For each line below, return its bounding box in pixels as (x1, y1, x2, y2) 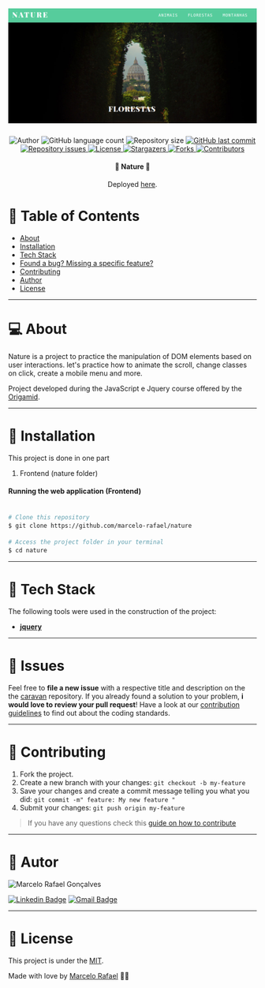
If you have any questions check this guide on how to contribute (27, 818, 237, 828)
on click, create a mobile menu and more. (8, 368, 144, 378)
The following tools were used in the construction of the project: (8, 607, 217, 616)
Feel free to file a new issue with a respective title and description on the (8, 683, 246, 693)
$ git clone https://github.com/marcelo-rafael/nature (8, 522, 192, 530)
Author (19, 275, 43, 284)
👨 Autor (8, 853, 59, 871)
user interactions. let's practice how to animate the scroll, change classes (8, 360, 247, 369)
